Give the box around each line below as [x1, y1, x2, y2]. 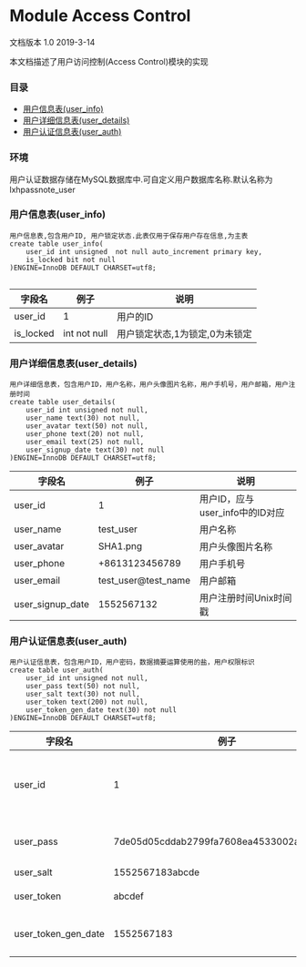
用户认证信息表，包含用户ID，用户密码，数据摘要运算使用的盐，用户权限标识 [9, 657, 255, 667]
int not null [63, 327, 108, 340]
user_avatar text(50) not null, [25, 422, 148, 431]
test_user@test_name [97, 575, 191, 587]
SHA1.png [97, 540, 143, 553]
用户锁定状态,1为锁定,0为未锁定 [117, 327, 252, 340]
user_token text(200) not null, [25, 697, 148, 707]
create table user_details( [9, 398, 117, 407]
